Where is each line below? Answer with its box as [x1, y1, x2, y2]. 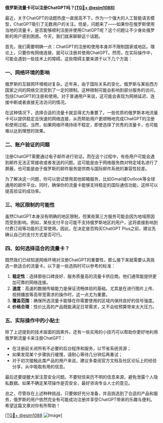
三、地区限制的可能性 [5, 202, 55, 208]
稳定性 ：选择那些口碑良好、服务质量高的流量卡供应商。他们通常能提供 [12, 274, 153, 279]
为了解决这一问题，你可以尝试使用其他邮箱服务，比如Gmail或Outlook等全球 [5, 176, 155, 182]
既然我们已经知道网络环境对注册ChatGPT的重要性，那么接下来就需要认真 [5, 257, 151, 263]
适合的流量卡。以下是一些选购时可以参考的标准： [17, 263, 115, 269]
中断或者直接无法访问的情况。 [9, 99, 69, 105]
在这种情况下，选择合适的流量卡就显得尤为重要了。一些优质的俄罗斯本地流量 [5, 110, 158, 116]
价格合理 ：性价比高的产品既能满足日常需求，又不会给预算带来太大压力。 [12, 304, 157, 310]
